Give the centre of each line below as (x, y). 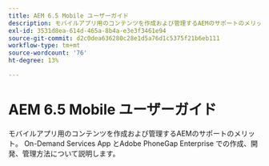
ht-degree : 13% (34, 61)
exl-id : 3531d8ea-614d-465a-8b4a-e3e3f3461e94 (87, 30)
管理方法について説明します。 (71, 153)
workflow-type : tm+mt (44, 46)
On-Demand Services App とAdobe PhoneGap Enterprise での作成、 (137, 143)
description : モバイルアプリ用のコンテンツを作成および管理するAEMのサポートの (126, 23)
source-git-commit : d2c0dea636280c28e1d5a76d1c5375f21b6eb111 (114, 38)
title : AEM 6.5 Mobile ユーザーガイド (69, 16)
